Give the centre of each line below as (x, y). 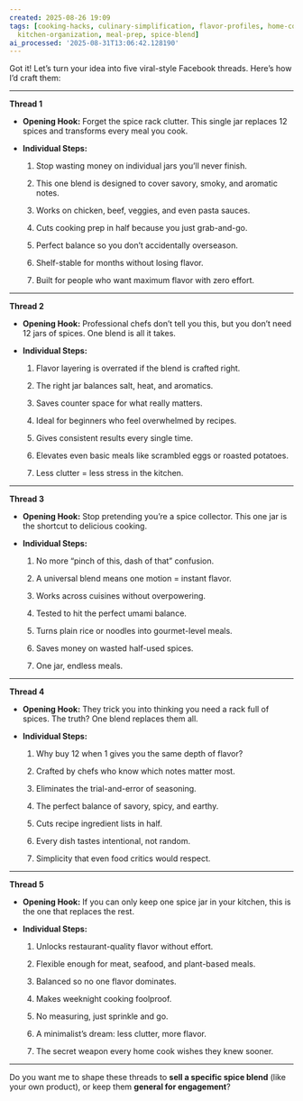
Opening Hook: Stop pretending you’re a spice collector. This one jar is (155, 517)
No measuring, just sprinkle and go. (102, 1016)
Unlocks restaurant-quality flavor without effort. (124, 947)
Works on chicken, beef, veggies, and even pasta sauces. (143, 211)
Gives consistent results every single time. (115, 438)
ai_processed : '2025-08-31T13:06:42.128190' (94, 43)
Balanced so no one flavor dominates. (106, 982)
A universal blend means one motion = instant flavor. (133, 579)
